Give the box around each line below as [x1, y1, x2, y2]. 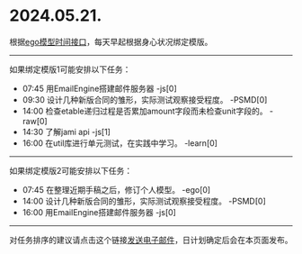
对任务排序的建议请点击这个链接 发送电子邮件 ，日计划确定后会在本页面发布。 [9, 234, 293, 245]
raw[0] [22, 115, 48, 126]
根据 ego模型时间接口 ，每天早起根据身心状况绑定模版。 [9, 36, 213, 47]
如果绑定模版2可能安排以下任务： [9, 165, 133, 176]
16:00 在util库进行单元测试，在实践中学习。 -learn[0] [22, 137, 218, 149]
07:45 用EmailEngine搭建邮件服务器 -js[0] [22, 83, 177, 94]
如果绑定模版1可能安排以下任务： [9, 64, 131, 75]
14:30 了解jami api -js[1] [22, 126, 111, 137]
